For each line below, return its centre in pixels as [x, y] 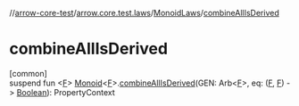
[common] [28, 73]
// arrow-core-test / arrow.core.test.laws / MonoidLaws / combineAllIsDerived [144, 13]
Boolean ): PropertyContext [66, 92]
